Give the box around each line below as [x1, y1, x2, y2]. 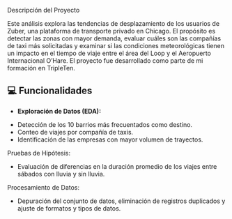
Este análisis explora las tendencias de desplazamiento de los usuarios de [7, 20, 220, 27]
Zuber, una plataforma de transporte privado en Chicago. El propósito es [7, 27, 216, 35]
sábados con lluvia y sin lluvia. [17, 169, 105, 178]
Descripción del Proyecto [7, 6, 80, 14]
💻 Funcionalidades [7, 85, 93, 97]
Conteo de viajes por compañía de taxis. [17, 128, 134, 136]
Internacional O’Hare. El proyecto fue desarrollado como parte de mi [7, 56, 203, 65]
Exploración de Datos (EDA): [17, 107, 102, 115]
